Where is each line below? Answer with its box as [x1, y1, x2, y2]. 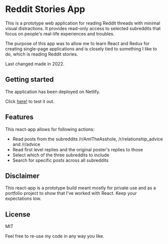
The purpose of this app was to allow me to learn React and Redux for [5, 40, 150, 46]
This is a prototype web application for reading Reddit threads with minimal [5, 20, 160, 26]
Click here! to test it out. [5, 98, 55, 104]
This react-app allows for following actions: [5, 126, 95, 132]
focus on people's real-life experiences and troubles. [5, 31, 115, 37]
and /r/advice [12, 141, 41, 147]
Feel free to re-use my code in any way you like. [5, 233, 104, 239]
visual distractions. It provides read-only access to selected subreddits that [5, 25, 161, 31]
